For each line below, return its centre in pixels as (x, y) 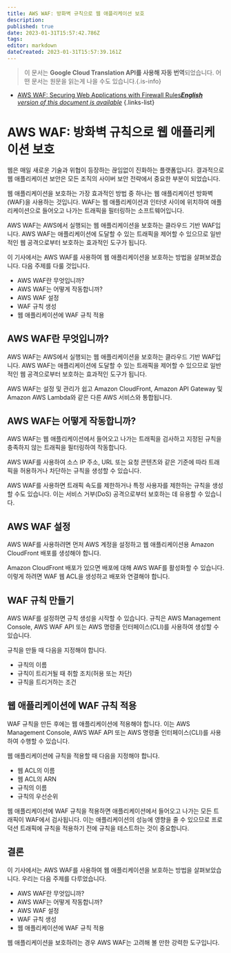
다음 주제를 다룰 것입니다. (56, 266)
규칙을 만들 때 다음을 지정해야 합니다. (57, 650)
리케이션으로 (24, 210)
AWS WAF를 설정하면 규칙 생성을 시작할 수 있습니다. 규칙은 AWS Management (114, 618)
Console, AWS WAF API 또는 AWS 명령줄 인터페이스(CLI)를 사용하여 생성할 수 (113, 627)
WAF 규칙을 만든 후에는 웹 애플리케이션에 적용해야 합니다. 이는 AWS (99, 724)
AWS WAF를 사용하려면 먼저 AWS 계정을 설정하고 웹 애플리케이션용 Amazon (111, 544)
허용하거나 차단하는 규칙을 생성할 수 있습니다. (81, 471)
